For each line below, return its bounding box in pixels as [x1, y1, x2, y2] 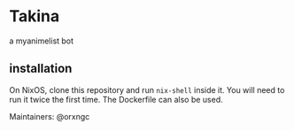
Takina [9, 6, 60, 27]
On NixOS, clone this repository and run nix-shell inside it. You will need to [9, 84, 285, 95]
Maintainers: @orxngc [9, 111, 90, 121]
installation [9, 61, 73, 76]
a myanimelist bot [9, 35, 73, 46]
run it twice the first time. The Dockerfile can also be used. [9, 94, 223, 104]
